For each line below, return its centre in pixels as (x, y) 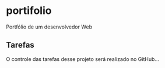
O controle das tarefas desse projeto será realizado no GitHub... (82, 59)
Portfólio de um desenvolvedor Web (49, 27)
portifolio (29, 11)
